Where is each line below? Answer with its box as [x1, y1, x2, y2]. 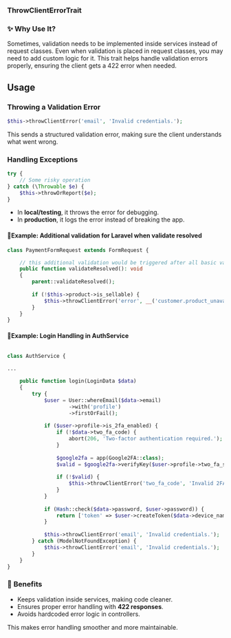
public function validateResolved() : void [19, 266, 143, 273]
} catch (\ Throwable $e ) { [7, 183, 85, 190]
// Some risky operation [19, 176, 91, 184]
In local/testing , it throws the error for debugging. [16, 209, 159, 217]
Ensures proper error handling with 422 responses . [16, 602, 164, 610]
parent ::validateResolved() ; [32, 278, 115, 286]
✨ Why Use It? [7, 23, 56, 33]
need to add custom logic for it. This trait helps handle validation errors [7, 54, 208, 63]
